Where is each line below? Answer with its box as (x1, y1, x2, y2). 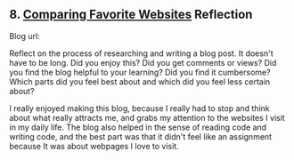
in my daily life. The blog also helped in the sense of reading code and (9, 122, 267, 132)
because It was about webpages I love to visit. (9, 140, 180, 151)
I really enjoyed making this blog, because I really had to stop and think (9, 102, 270, 114)
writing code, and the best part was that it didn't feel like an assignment (9, 131, 273, 141)
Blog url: (9, 30, 40, 41)
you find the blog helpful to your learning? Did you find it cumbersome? (9, 67, 271, 77)
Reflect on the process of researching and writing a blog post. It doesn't (9, 48, 274, 59)
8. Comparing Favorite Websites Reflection (9, 7, 253, 22)
